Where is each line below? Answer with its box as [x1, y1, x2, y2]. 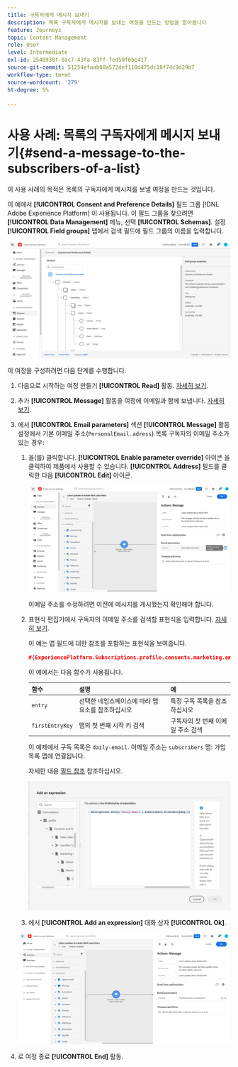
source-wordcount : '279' [7, 79, 81, 86]
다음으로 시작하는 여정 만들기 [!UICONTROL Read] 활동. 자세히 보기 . [17, 382, 209, 389]
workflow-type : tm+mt [7, 71, 72, 78]
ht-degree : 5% [7, 86, 50, 94]
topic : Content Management [7, 34, 87, 41]
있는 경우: [17, 438, 45, 446]
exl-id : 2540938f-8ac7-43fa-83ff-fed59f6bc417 [7, 57, 147, 64]
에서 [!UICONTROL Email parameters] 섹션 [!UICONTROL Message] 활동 [17, 421, 230, 429]
